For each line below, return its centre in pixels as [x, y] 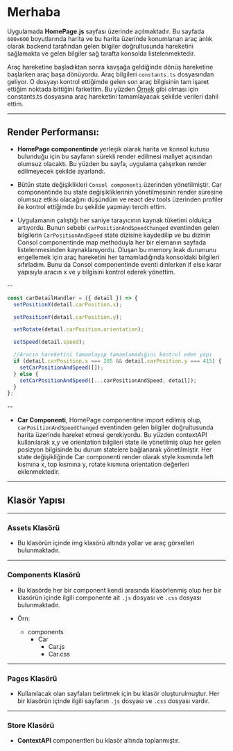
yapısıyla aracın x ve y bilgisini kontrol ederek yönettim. [96, 272]
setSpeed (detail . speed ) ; [49, 342]
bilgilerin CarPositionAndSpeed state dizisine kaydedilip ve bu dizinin [114, 235]
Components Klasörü [44, 575]
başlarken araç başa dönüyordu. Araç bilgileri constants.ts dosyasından [111, 74]
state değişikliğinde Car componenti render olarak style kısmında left [115, 457]
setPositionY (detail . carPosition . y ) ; [68, 317]
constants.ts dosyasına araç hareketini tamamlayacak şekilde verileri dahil [113, 96]
